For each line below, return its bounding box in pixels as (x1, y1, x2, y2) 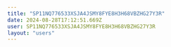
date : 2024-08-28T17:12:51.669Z (7, 17, 102, 23)
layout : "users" (7, 29, 55, 37)
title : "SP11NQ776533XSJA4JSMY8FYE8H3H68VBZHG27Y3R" (7, 10, 165, 17)
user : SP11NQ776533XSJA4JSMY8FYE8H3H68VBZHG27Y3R (7, 23, 156, 30)
